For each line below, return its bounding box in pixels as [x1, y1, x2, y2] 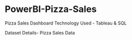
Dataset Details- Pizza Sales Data [5, 29, 75, 35]
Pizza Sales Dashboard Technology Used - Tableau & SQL [5, 20, 127, 26]
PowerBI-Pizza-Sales [5, 3, 97, 15]
